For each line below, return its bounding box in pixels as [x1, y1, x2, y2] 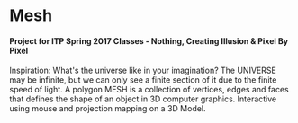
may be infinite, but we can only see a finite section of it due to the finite [9, 75, 277, 85]
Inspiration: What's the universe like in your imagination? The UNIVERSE [9, 65, 276, 76]
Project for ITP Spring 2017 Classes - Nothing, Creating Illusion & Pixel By [9, 35, 289, 46]
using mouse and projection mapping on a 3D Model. [9, 103, 206, 114]
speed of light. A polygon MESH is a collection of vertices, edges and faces [9, 84, 290, 95]
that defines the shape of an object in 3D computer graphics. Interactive [9, 93, 277, 104]
